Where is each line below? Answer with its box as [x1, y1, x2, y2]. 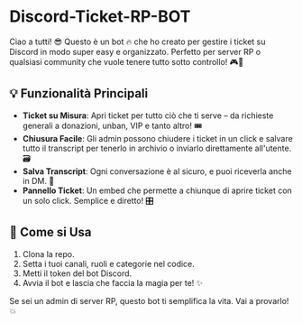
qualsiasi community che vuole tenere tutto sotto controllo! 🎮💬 [9, 56, 244, 67]
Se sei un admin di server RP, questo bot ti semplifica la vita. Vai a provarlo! [9, 295, 289, 306]
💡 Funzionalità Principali [9, 86, 149, 101]
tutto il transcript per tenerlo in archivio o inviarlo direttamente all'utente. [22, 143, 292, 153]
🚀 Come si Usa [9, 225, 92, 240]
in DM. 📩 [22, 175, 55, 186]
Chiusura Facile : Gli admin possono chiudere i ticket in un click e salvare [22, 133, 293, 143]
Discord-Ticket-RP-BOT [9, 6, 191, 27]
